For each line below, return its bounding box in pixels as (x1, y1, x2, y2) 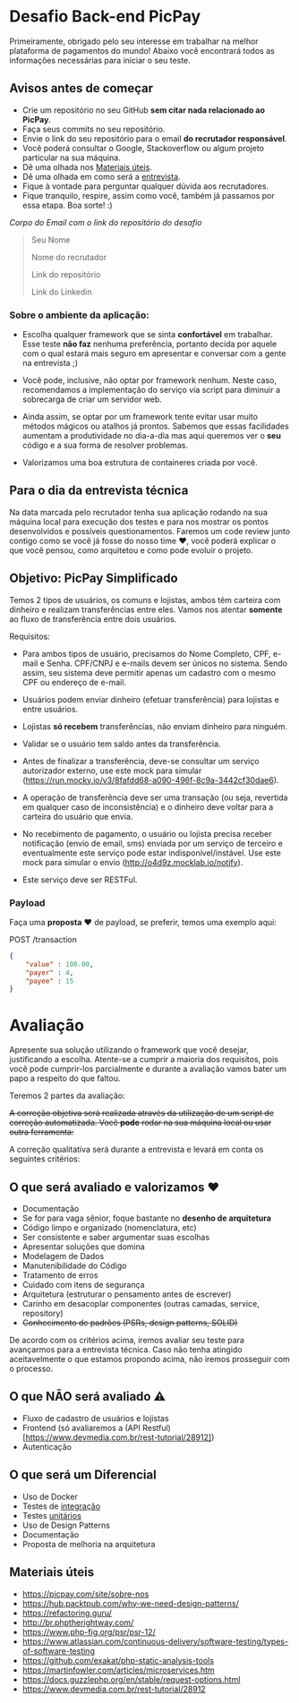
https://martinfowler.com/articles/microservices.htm (21, 1665, 215, 1675)
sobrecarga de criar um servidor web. (21, 394, 163, 404)
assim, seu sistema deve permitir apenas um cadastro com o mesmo (21, 667, 276, 677)
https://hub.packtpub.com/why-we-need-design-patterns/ (21, 1597, 239, 1608)
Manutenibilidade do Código (21, 1260, 127, 1272)
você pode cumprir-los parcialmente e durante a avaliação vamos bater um (9, 1063, 286, 1075)
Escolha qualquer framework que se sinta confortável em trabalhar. (21, 329, 273, 340)
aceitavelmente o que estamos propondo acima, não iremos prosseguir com (9, 1354, 291, 1365)
